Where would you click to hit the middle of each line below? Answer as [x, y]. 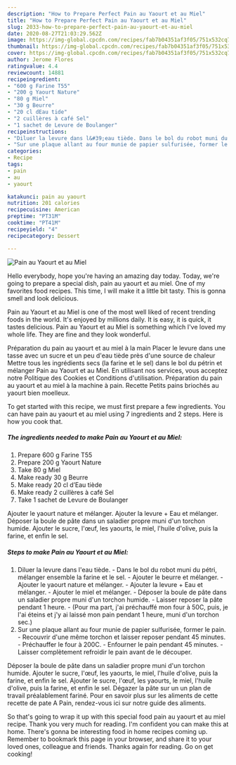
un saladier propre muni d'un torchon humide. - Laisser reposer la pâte [120, 600]
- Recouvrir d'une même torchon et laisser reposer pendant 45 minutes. [122, 637]
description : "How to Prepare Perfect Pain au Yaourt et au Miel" [106, 14]
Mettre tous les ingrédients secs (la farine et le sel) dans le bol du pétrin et [115, 362]
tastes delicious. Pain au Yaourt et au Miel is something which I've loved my [117, 327]
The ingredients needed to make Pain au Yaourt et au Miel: [95, 438]
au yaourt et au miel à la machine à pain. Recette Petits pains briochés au [113, 385]
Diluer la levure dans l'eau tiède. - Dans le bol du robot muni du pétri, [117, 570]
